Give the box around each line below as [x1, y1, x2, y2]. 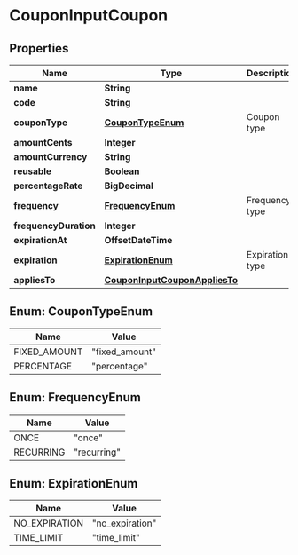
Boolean [104, 165, 140, 178]
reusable [13, 165, 51, 178]
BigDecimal [104, 179, 153, 192]
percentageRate [13, 179, 83, 192]
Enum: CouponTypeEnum [9, 304, 153, 320]
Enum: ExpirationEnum [9, 476, 138, 491]
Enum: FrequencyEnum [9, 390, 142, 405]
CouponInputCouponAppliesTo [104, 274, 239, 286]
